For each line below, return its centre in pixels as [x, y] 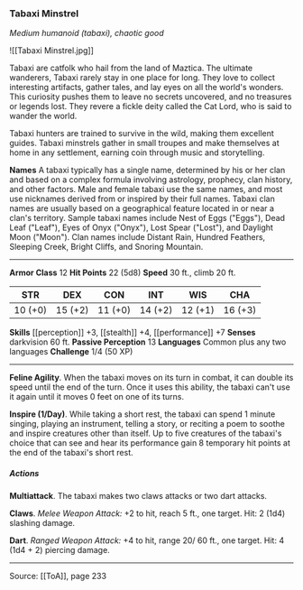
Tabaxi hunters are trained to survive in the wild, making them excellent [142, 134]
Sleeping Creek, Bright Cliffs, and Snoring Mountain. [106, 247]
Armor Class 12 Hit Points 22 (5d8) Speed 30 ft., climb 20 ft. [123, 272]
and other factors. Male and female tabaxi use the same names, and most [146, 189]
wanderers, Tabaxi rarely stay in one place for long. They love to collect [142, 78]
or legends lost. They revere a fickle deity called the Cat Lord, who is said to [151, 106]
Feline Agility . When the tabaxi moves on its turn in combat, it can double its [151, 378]
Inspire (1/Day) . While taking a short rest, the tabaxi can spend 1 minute [142, 414]
